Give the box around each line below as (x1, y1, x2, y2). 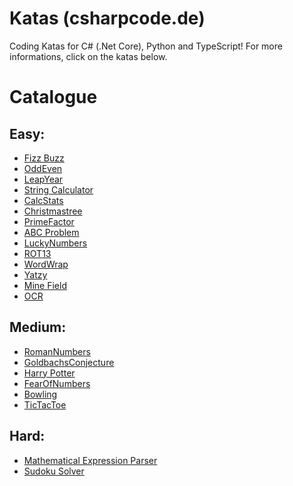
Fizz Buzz (23, 152, 65, 164)
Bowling (23, 388, 58, 400)
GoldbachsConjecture (23, 356, 115, 368)
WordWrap (23, 258, 69, 270)
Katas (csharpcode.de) (9, 7, 206, 30)
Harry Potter (23, 367, 76, 379)
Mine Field (23, 279, 67, 291)
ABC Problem (23, 226, 80, 238)
